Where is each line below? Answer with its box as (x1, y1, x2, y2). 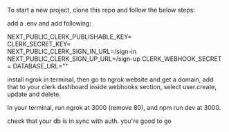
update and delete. (7, 90, 61, 98)
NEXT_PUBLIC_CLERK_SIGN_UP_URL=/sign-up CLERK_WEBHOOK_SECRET (7, 55, 222, 63)
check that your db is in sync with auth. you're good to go (7, 117, 172, 125)
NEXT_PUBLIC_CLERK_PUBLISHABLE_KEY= (7, 32, 132, 41)
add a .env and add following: (7, 19, 92, 27)
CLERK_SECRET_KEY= (7, 40, 71, 48)
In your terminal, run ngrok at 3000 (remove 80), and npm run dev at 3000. (7, 104, 221, 111)
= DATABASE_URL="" (7, 62, 68, 70)
